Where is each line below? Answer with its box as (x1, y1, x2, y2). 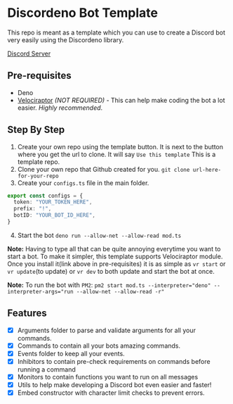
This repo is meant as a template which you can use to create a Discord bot (7, 28, 226, 37)
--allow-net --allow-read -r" (76, 288, 165, 295)
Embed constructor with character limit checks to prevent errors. (17, 389, 205, 397)
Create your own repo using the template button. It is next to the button (17, 142, 223, 151)
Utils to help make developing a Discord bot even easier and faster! (17, 381, 212, 389)
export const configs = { (7, 192, 83, 199)
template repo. (17, 157, 60, 166)
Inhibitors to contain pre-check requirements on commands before (17, 357, 211, 365)
